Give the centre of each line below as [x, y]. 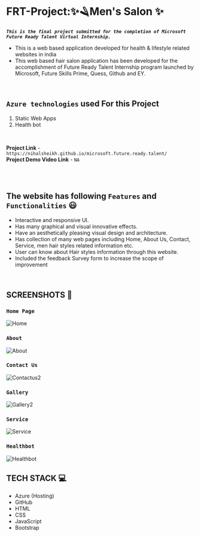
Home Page [20, 311]
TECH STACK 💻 [37, 479]
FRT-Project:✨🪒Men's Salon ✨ [85, 12]
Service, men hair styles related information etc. [74, 245]
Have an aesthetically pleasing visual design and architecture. [91, 233]
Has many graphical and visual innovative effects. [76, 226]
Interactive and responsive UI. [52, 220]
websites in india [36, 54]
